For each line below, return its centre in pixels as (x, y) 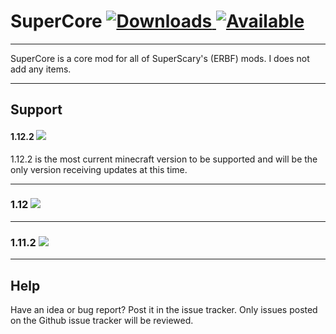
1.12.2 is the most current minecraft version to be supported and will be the (164, 159)
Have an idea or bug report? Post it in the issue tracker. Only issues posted (164, 309)
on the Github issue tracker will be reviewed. (102, 320)
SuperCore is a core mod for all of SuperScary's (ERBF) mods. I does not (160, 58)
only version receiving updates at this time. (99, 169)
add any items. (41, 69)
